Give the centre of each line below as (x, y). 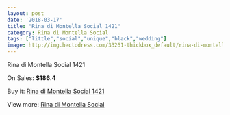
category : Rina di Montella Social (58, 33)
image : (16, 45)
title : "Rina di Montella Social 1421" (64, 26)
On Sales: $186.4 (31, 78)
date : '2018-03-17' (35, 20)
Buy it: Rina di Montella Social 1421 (56, 91)
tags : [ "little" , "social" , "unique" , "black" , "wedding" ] (87, 39)
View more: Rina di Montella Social (56, 104)
